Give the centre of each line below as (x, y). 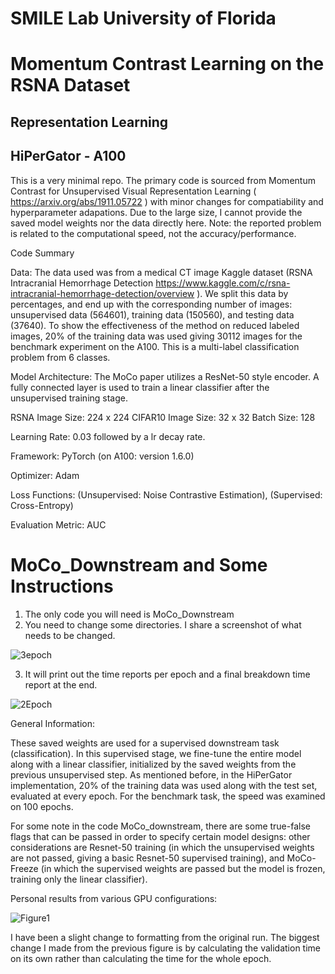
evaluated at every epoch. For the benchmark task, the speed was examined (168, 796)
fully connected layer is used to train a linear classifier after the (140, 387)
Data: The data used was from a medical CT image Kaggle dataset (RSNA (161, 272)
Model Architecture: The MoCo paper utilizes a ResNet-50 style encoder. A (165, 376)
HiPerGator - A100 (68, 156)
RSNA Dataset (70, 85)
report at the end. (61, 684)
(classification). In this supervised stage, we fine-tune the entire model (156, 753)
